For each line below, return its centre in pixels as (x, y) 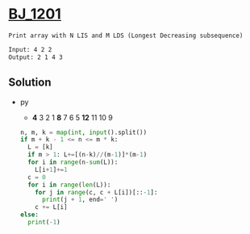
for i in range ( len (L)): (69, 185)
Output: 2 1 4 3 (35, 57)
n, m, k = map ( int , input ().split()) (83, 132)
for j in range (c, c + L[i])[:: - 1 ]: (96, 192)
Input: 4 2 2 (30, 49)
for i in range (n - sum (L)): (73, 162)
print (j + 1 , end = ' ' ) (80, 200)
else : (29, 215)
